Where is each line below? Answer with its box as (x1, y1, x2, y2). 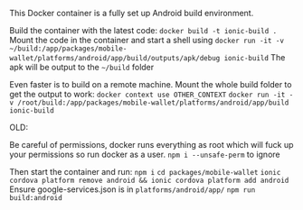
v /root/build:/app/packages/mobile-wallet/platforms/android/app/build (9, 98, 289, 107)
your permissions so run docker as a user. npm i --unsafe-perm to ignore (9, 149, 280, 160)
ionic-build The (223, 52, 286, 62)
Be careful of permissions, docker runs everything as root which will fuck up (9, 140, 294, 150)
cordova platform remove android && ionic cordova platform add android (9, 176, 289, 185)
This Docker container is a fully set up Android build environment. (9, 8, 254, 18)
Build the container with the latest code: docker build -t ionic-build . (9, 25, 278, 35)
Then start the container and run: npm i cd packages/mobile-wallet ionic (9, 167, 281, 177)
